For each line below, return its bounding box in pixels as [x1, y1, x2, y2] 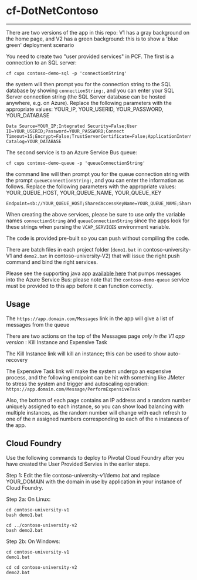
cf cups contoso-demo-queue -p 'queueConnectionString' [6, 160, 145, 166]
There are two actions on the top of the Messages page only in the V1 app [6, 333, 185, 340]
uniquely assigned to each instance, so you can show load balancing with [6, 403, 184, 410]
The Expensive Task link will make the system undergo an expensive [6, 368, 172, 375]
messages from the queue [6, 321, 70, 328]
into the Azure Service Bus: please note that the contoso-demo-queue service [6, 276, 189, 283]
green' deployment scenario [6, 41, 74, 48]
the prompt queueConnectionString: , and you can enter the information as [6, 177, 184, 184]
